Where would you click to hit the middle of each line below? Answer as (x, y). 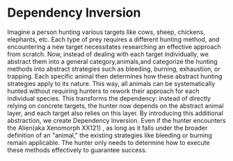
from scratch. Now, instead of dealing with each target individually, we (108, 54)
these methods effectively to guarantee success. (77, 150)
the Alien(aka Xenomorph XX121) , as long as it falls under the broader (107, 128)
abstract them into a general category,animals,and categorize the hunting (112, 61)
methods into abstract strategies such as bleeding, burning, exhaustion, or (114, 69)
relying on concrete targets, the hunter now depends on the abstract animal (115, 105)
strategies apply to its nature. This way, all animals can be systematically (111, 83)
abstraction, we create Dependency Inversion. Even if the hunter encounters (116, 120)
